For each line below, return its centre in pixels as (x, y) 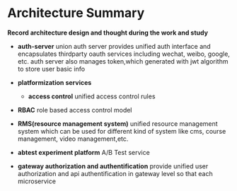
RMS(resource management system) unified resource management (117, 123)
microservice (37, 181)
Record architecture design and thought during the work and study (108, 33)
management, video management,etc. (73, 139)
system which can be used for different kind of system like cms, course (122, 131)
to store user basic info (51, 69)
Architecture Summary (76, 13)
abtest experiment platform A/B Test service (83, 152)
